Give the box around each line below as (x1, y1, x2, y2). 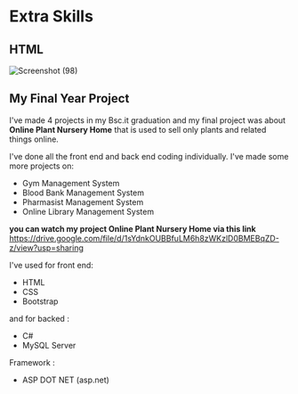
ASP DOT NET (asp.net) (21, 374, 109, 385)
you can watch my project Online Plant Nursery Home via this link (9, 223, 256, 234)
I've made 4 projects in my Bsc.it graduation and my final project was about (9, 114, 286, 126)
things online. (9, 134, 60, 144)
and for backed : (9, 313, 69, 324)
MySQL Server (21, 340, 77, 350)
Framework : (9, 357, 55, 367)
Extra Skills (9, 6, 93, 27)
